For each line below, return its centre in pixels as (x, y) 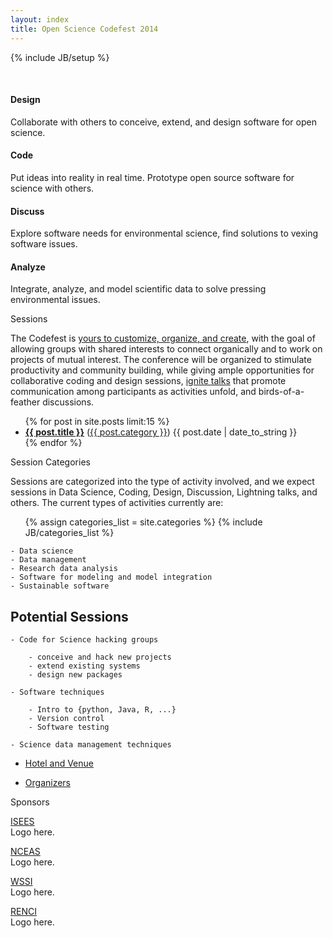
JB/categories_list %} (69, 533)
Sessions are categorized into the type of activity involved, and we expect (162, 482)
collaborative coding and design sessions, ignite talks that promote (148, 381)
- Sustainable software (60, 586)
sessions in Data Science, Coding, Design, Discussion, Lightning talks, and (164, 492)
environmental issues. (55, 300)
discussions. (68, 402)
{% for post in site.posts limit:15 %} (97, 422)
